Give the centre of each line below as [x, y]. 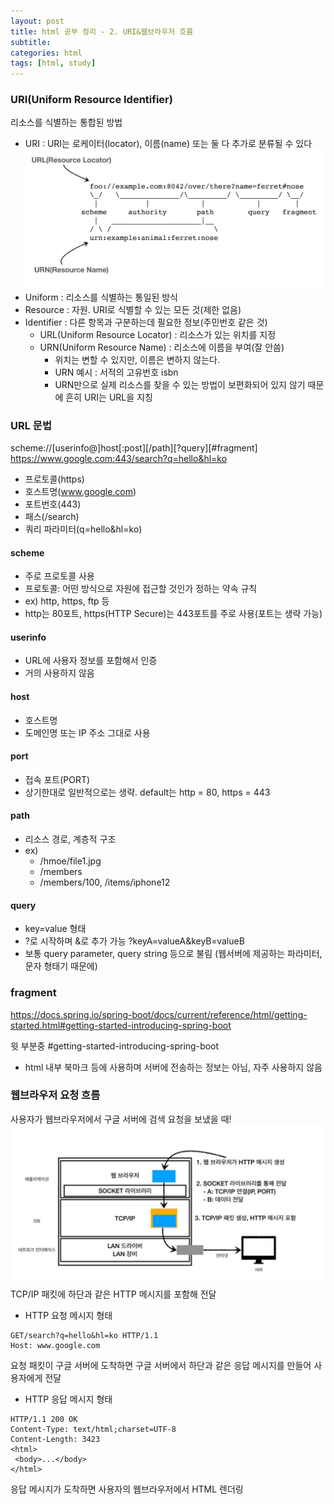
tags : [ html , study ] [53, 63]
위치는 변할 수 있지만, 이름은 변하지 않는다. [137, 359]
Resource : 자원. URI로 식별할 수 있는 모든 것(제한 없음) [133, 309]
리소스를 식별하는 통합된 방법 [66, 122]
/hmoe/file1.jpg [70, 861]
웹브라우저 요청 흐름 [55, 1095]
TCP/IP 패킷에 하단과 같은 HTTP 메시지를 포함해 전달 [113, 1294]
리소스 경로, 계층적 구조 [70, 839]
